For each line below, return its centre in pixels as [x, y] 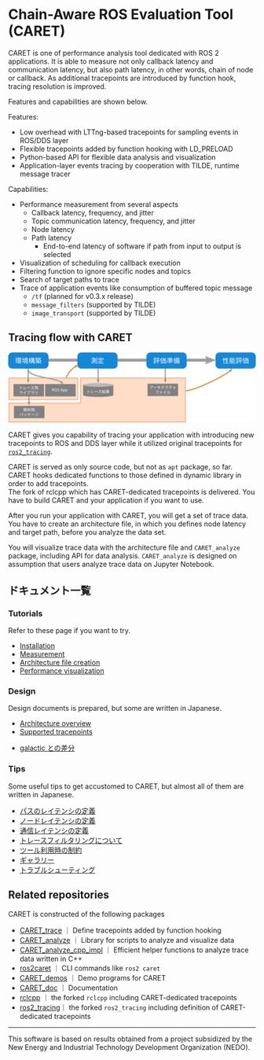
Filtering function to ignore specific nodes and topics [105, 271]
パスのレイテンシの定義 [57, 811]
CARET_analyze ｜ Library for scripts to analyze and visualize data [127, 940]
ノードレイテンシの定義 [57, 820]
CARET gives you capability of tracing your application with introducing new [131, 435]
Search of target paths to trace [69, 279]
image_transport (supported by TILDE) [93, 313]
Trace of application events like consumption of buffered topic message [136, 288]
